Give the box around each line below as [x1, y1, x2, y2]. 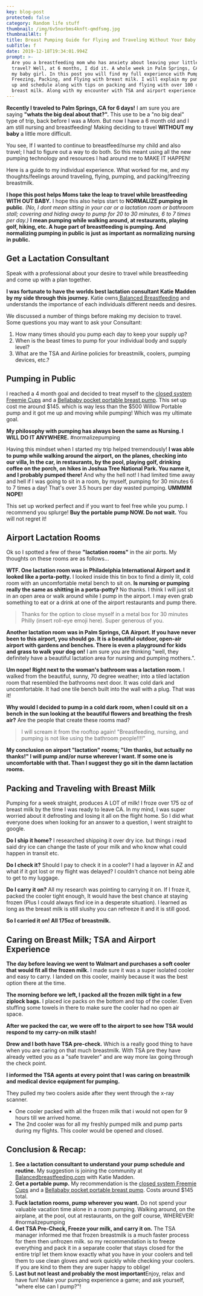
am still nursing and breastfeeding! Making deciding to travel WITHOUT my [6, 123, 194, 131]
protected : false [6, 15, 50, 21]
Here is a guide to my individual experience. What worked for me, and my [6, 166, 189, 173]
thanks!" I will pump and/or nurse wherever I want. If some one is [6, 753, 173, 760]
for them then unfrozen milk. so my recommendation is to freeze [14, 1237, 175, 1245]
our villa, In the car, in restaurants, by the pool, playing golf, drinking [6, 458, 181, 465]
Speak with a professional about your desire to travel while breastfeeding [6, 269, 188, 277]
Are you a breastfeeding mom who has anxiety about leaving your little [11, 59, 199, 65]
